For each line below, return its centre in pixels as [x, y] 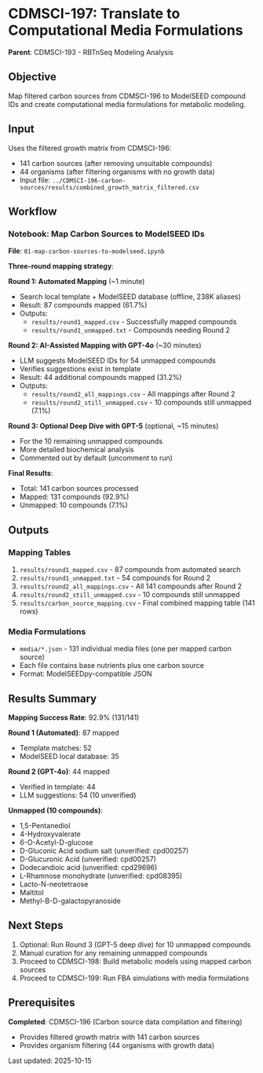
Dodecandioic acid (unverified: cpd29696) [88, 868]
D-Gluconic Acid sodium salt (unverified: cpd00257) [104, 851]
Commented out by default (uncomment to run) [96, 458]
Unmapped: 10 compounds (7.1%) [73, 505]
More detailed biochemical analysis [77, 450]
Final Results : [31, 474]
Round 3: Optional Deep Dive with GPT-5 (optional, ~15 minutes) [113, 426]
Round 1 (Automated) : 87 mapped [64, 733]
